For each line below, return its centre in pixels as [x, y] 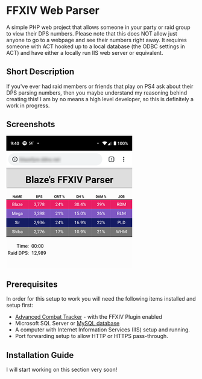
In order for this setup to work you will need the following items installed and [101, 299]
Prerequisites [32, 284]
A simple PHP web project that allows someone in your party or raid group [98, 27]
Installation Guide [40, 355]
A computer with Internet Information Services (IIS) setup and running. [102, 330]
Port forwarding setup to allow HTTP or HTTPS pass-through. [92, 336]
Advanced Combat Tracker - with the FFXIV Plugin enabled [88, 317]
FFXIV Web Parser [53, 11]
